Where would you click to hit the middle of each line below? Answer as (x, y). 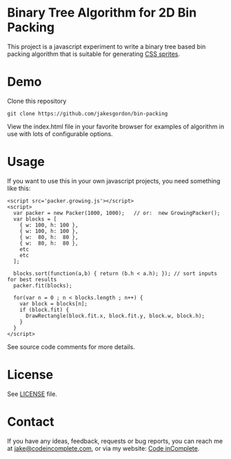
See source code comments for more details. (71, 346)
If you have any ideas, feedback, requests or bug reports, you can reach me (115, 441)
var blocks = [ (35, 219)
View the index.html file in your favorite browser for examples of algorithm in (116, 127)
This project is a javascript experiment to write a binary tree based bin (107, 46)
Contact (31, 421)
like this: (19, 188)
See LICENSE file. (32, 394)
